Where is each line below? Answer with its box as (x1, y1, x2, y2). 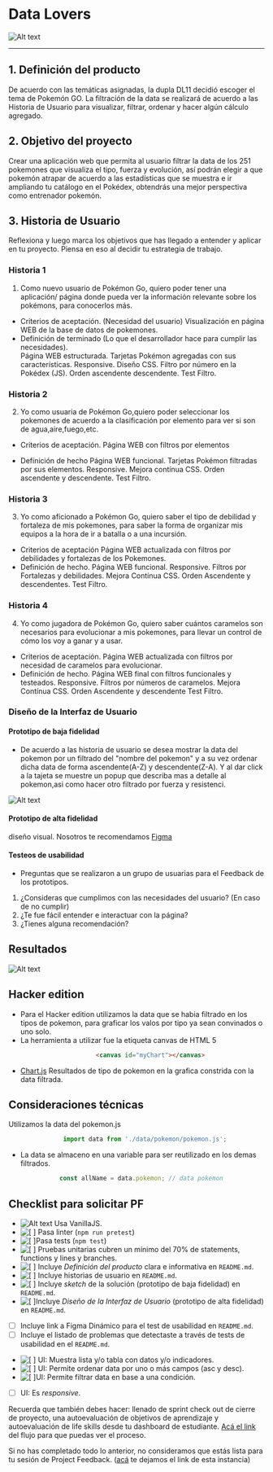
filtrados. (19, 1159, 51, 1168)
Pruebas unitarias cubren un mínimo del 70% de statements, (37, 1244, 240, 1254)
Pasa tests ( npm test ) (35, 1235, 107, 1246)
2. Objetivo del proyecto (8, 134, 132, 148)
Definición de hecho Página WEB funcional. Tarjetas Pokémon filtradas (19, 455, 258, 465)
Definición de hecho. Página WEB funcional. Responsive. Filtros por (19, 563, 247, 572)
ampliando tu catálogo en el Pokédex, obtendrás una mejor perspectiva (8, 182, 248, 191)
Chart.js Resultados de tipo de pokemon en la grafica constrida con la (19, 1066, 254, 1076)
